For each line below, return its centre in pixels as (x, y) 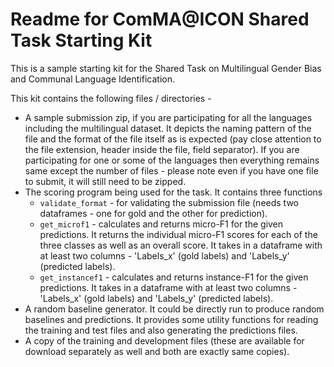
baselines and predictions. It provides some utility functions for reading (171, 319)
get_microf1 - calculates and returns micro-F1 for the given (161, 224)
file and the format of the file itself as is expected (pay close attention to (173, 139)
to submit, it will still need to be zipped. (105, 181)
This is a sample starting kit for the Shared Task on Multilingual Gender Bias (166, 68)
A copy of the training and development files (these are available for (164, 340)
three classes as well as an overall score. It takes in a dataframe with (181, 245)
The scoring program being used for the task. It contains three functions (173, 192)
